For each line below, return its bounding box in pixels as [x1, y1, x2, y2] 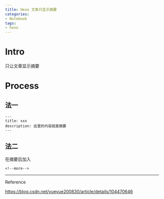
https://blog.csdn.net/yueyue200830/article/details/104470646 [5, 188, 133, 194]
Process [5, 80, 39, 92]
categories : [5, 12, 29, 17]
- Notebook [5, 16, 27, 21]
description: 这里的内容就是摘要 [5, 124, 67, 129]
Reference [5, 179, 26, 185]
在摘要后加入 [5, 156, 31, 162]
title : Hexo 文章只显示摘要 [5, 7, 57, 12]
